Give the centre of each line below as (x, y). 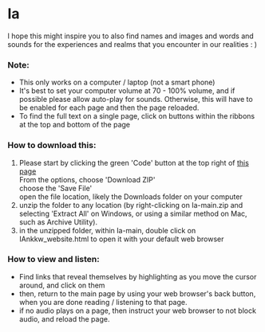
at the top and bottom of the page (75, 125)
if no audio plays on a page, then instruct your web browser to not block (138, 311)
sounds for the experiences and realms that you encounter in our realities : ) (132, 44)
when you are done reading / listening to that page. (103, 302)
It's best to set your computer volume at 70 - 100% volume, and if (127, 91)
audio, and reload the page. (64, 318)
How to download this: (52, 146)
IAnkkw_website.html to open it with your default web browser (121, 239)
